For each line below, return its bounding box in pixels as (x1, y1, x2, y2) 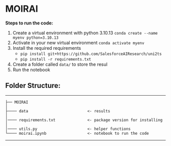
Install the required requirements (12, 45, 81, 51)
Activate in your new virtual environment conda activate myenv (12, 39, 145, 46)
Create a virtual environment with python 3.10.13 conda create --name (12, 30, 158, 36)
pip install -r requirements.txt (20, 56, 92, 62)
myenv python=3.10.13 (12, 35, 59, 40)
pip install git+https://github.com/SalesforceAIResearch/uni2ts (20, 51, 162, 56)
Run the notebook (12, 67, 50, 73)
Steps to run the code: (5, 20, 53, 26)
